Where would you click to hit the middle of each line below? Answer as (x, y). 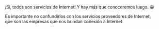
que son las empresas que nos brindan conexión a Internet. (64, 22)
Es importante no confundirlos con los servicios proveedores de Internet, (78, 16)
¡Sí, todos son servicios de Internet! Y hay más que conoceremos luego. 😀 (80, 7)
